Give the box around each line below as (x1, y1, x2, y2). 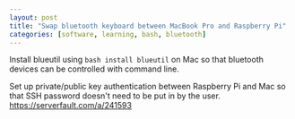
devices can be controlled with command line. (9, 64, 179, 74)
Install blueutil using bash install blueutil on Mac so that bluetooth (9, 55, 265, 65)
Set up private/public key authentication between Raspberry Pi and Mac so (9, 81, 286, 92)
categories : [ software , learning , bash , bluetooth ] (9, 30, 206, 38)
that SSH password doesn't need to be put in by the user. (9, 90, 221, 101)
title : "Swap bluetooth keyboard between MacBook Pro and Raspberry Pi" (9, 21, 287, 30)
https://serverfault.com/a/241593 (9, 100, 133, 111)
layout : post (9, 13, 58, 22)
